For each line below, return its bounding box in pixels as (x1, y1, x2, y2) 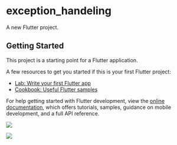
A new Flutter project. (6, 24, 59, 31)
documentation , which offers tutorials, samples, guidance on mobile (6, 104, 171, 111)
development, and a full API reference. (6, 109, 100, 117)
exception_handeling (6, 4, 112, 18)
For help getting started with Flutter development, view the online (6, 97, 165, 104)
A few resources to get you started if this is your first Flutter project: (6, 68, 171, 75)
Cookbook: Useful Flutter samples (14, 86, 98, 93)
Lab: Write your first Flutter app (14, 79, 91, 86)
